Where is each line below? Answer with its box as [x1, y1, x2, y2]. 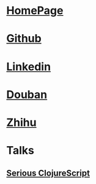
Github [6, 32, 42, 46]
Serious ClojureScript [6, 167, 90, 178]
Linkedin [6, 59, 51, 73]
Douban [6, 87, 48, 101]
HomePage [6, 4, 64, 18]
